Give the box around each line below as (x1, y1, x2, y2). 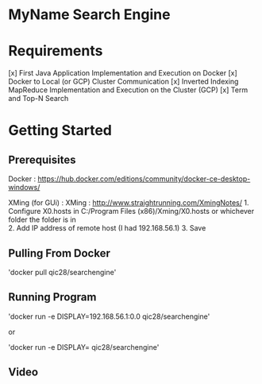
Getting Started (8, 122, 113, 140)
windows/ (8, 183, 40, 192)
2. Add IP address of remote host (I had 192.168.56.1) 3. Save (8, 223, 206, 233)
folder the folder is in (8, 215, 77, 224)
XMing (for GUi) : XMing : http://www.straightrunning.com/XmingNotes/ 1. (8, 198, 249, 208)
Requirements (8, 42, 103, 60)
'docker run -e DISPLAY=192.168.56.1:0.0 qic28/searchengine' (8, 312, 210, 321)
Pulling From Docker (8, 246, 111, 260)
